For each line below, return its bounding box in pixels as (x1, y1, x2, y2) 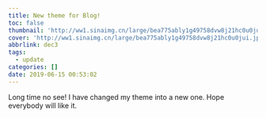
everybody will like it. (8, 101, 78, 110)
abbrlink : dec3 (8, 41, 59, 49)
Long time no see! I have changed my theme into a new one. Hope (8, 92, 225, 101)
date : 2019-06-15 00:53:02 (8, 70, 97, 78)
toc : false (8, 19, 44, 27)
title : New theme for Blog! (8, 11, 101, 20)
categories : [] (8, 63, 59, 71)
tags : (8, 48, 26, 56)
